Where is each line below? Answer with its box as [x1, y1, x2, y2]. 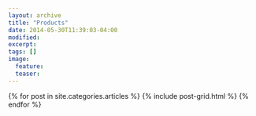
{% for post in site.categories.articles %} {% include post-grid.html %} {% [8, 91, 250, 100]
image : [8, 56, 30, 63]
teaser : [15, 70, 41, 78]
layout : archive [8, 11, 61, 20]
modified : [8, 33, 41, 42]
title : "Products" [8, 19, 69, 27]
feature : [15, 63, 44, 71]
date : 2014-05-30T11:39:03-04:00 [8, 26, 118, 34]
